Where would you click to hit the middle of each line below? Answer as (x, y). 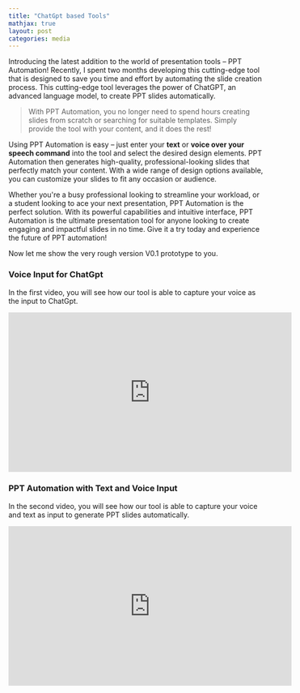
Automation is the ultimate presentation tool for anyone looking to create (129, 220)
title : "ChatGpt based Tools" (59, 16)
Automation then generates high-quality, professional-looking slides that (129, 162)
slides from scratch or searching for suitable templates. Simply (132, 120)
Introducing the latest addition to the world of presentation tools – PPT (125, 62)
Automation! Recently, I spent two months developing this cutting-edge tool (134, 71)
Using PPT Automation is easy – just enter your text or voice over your (127, 145)
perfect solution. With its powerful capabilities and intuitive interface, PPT (131, 212)
